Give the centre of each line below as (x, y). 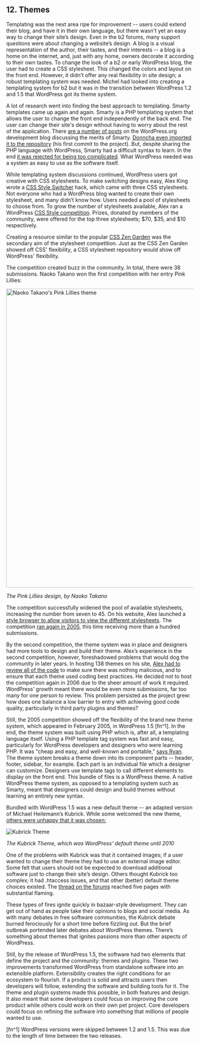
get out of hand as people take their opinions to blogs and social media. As (98, 910)
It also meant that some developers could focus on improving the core (92, 998)
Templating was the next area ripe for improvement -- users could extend (96, 24)
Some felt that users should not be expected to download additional (89, 867)
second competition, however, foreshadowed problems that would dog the (98, 657)
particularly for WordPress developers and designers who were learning (94, 745)
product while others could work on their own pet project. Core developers (98, 1005)
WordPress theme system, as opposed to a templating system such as (92, 783)
